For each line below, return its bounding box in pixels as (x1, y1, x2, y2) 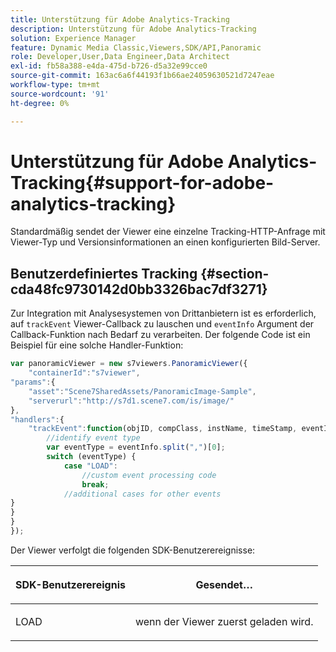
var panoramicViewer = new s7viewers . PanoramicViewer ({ (10, 359, 248, 369)
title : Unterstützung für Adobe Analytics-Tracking (10, 14, 230, 25)
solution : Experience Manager (10, 33, 137, 43)
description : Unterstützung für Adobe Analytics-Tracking (10, 24, 257, 34)
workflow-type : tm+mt (10, 80, 101, 90)
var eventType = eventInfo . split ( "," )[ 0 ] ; (46, 442, 226, 453)
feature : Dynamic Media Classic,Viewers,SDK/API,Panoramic (10, 42, 262, 53)
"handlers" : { (10, 414, 65, 425)
